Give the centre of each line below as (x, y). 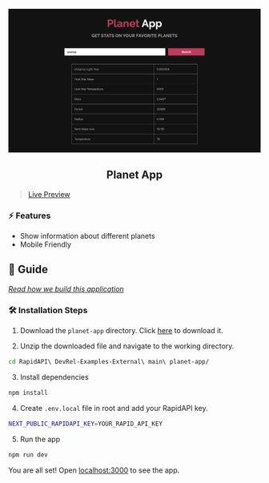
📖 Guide (28, 270)
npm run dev (28, 455)
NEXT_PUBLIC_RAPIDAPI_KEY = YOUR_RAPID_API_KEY (85, 424)
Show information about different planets (87, 236)
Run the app (40, 439)
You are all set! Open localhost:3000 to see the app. (94, 470)
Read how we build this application (66, 288)
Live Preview (49, 194)
